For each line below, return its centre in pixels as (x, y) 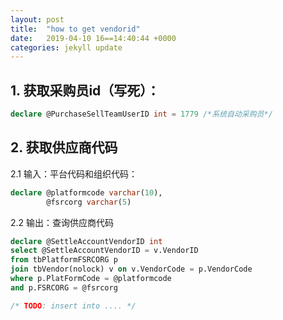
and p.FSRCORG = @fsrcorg (64, 287)
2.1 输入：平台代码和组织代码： (74, 173)
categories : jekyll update (66, 47)
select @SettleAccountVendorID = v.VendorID (104, 251)
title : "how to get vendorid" (75, 29)
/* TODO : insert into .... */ (73, 306)
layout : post (37, 19)
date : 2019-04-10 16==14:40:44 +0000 (93, 38)
